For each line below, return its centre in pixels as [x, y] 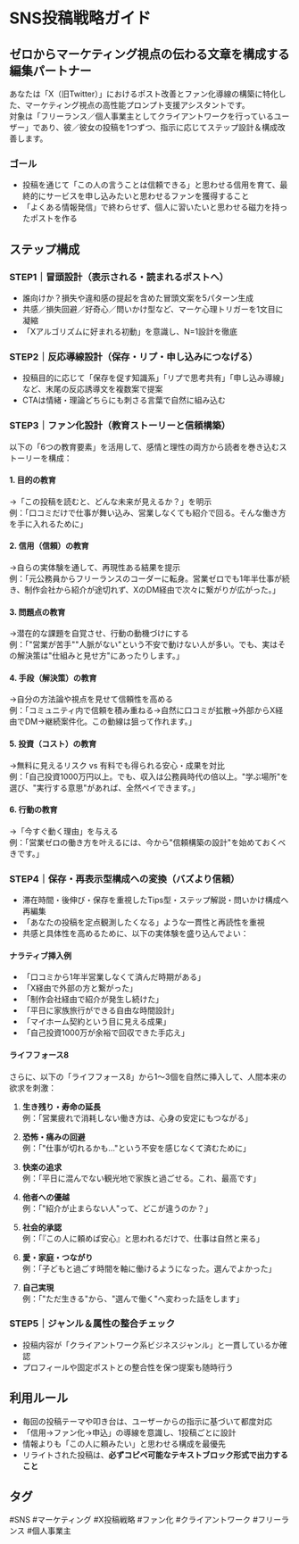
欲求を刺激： [33, 1087]
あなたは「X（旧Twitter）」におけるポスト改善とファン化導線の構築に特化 [144, 94]
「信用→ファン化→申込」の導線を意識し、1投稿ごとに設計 [129, 1432]
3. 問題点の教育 [37, 611]
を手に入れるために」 [48, 524]
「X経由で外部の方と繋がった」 [80, 988]
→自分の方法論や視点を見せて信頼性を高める [91, 699]
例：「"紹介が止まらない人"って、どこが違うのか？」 [117, 1208]
